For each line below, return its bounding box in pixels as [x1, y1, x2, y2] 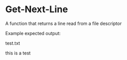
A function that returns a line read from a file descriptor [5, 20, 122, 26]
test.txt [5, 40, 20, 46]
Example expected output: [5, 30, 61, 36]
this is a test [5, 50, 31, 56]
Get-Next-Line [5, 4, 68, 15]
